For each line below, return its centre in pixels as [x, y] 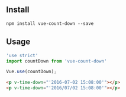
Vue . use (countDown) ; [32, 72]
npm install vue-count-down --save [50, 23]
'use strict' [22, 55]
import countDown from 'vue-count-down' [57, 61]
